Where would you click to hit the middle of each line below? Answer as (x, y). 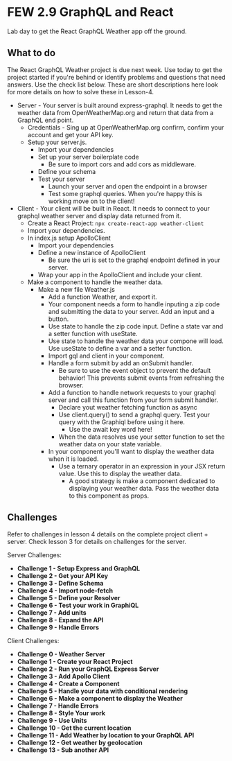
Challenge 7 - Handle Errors (58, 706)
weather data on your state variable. (110, 444)
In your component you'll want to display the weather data (131, 451)
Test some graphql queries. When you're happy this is (125, 193)
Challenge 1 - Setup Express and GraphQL (79, 568)
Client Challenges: (33, 640)
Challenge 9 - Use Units (52, 720)
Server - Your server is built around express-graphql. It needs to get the (120, 105)
